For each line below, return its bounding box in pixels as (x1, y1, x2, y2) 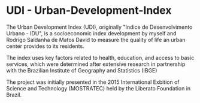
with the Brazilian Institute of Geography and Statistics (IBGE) (6, 66, 157, 74)
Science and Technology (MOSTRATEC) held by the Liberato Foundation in (6, 84, 191, 92)
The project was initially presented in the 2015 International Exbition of (6, 78, 180, 86)
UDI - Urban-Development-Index (6, 4, 172, 17)
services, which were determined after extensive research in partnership (6, 60, 186, 68)
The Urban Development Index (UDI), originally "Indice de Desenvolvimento (6, 23, 193, 31)
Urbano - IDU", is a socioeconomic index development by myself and (6, 29, 177, 37)
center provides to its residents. (6, 43, 85, 50)
